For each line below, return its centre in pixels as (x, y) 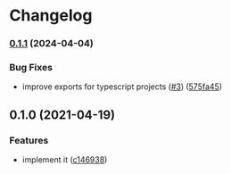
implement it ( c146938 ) (65, 160)
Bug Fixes (31, 68)
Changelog (51, 16)
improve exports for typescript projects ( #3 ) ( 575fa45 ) (122, 87)
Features (29, 140)
